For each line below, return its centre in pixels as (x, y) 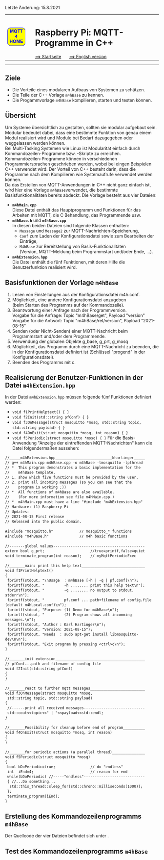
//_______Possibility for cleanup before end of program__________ (75, 728)
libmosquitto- (124, 635)
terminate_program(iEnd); (33, 796)
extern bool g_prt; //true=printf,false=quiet (75, 551)
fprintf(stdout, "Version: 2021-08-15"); (50, 630)
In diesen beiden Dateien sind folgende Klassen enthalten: (71, 225)
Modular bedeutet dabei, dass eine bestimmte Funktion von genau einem (79, 132)
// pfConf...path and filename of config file (53, 664)
